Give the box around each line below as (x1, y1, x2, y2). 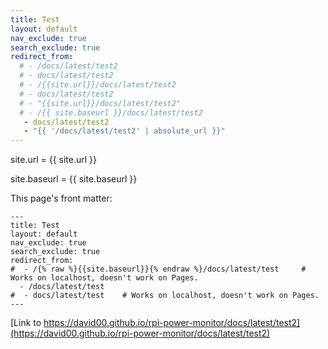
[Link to (10, 317, 42, 329)
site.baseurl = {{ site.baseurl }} (10, 173, 138, 185)
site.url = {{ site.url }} (10, 154, 98, 166)
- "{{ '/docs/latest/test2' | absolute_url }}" (23, 126, 226, 136)
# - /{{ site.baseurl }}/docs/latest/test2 (19, 107, 203, 118)
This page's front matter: (10, 192, 113, 205)
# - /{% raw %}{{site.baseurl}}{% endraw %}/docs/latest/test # (10, 264, 307, 275)
